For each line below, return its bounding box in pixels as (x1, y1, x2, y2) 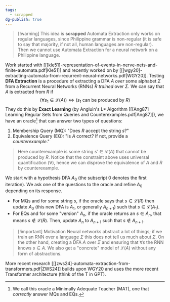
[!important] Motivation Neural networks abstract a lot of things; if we (17, 228, 162, 234)
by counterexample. (17, 165, 60, 171)
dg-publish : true (5, 17, 42, 22)
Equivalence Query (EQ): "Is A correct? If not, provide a (12, 133, 128, 139)
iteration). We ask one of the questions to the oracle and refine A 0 (5, 181, 143, 189)
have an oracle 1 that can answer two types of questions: (5, 117, 123, 124)
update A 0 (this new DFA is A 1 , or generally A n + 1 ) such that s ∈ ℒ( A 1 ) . (12, 204, 160, 211)
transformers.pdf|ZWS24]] (5, 266, 61, 272)
